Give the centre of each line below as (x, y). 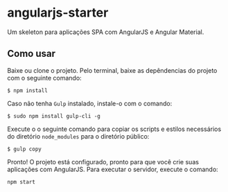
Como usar (32, 54)
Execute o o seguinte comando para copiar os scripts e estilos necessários (114, 129)
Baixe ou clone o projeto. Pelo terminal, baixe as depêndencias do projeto (112, 70)
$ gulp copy (24, 149)
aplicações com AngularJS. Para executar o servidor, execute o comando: (113, 169)
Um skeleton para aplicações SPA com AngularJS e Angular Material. (106, 32)
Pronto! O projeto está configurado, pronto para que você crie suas (103, 162)
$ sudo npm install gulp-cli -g (54, 116)
